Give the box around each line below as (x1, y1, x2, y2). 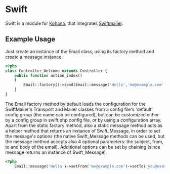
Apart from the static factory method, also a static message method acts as (5, 122, 163, 128)
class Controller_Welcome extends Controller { (5, 68, 108, 73)
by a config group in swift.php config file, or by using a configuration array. (5, 117, 162, 123)
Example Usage (5, 35, 56, 43)
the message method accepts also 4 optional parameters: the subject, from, (5, 138, 163, 145)
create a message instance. (5, 54, 63, 60)
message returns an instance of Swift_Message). (5, 149, 107, 155)
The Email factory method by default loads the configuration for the (5, 101, 146, 107)
